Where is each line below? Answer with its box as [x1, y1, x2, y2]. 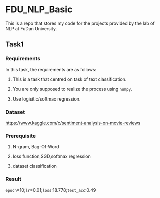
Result [5, 176, 22, 183]
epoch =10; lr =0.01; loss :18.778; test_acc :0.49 [5, 187, 96, 193]
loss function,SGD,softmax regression [12, 153, 91, 159]
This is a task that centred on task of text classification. [12, 76, 127, 82]
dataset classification [12, 163, 57, 169]
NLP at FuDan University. [5, 25, 57, 31]
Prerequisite [5, 132, 36, 139]
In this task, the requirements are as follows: [5, 66, 97, 72]
